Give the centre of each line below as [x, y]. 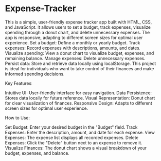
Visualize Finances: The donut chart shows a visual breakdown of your [76, 148]
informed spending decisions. [35, 74]
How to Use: [18, 118]
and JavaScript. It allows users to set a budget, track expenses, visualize [78, 27]
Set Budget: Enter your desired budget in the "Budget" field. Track [71, 127]
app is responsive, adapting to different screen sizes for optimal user [74, 38]
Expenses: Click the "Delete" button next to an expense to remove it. [74, 142]
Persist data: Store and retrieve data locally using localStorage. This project [80, 63]
